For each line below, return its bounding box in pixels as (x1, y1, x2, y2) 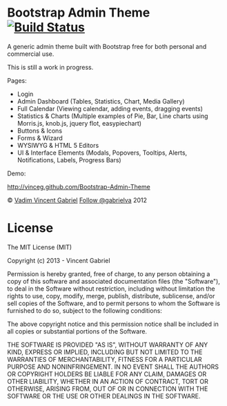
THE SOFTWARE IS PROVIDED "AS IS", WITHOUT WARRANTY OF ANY (7, 340, 208, 349)
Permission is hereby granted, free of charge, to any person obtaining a (7, 269, 210, 278)
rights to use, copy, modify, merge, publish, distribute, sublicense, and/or (7, 291, 215, 300)
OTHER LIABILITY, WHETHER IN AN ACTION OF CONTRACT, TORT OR (7, 377, 208, 385)
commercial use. (7, 50, 55, 58)
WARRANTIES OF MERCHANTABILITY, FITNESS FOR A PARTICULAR (7, 355, 202, 363)
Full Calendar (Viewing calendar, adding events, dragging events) (17, 104, 204, 113)
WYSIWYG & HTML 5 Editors (17, 141, 99, 149)
